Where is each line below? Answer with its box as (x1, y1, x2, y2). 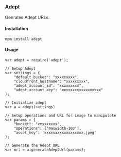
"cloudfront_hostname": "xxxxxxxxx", (14, 79, 90, 84)
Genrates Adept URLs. (5, 15, 50, 20)
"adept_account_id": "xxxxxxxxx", (14, 83, 84, 88)
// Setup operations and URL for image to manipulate (5, 113, 117, 118)
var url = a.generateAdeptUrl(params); (5, 147, 86, 152)
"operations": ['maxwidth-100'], (14, 126, 82, 131)
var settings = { (5, 70, 40, 75)
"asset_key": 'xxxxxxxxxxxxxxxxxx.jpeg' (14, 130, 97, 135)
